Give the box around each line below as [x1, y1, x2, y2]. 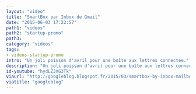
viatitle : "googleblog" [6, 79, 64, 85]
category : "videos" [6, 41, 54, 47]
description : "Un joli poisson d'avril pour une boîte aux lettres [6, 62, 174, 69]
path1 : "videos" [6, 25, 45, 31]
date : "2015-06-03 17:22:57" [6, 19, 77, 25]
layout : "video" [6, 8, 45, 15]
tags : [6, 47, 19, 53]
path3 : [6, 36, 22, 41]
